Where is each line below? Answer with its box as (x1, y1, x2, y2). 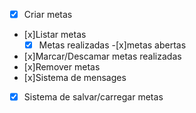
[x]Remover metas (23, 61, 101, 73)
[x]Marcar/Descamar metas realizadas (23, 50, 182, 63)
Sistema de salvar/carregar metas (23, 91, 164, 103)
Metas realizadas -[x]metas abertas (38, 39, 187, 51)
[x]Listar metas (23, 29, 87, 41)
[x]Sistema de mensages (23, 72, 127, 84)
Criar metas (23, 9, 73, 20)
